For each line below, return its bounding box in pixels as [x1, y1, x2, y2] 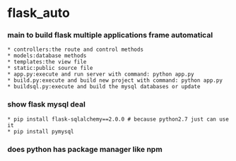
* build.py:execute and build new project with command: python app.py [7, 77, 223, 84]
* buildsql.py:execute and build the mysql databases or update [7, 83, 201, 90]
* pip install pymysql [7, 128, 74, 135]
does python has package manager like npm [7, 144, 163, 154]
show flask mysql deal [7, 100, 86, 109]
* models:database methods [7, 52, 87, 59]
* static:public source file [7, 65, 93, 72]
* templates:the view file [7, 59, 87, 66]
